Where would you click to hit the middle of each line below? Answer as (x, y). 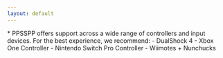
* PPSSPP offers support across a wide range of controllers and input (106, 33)
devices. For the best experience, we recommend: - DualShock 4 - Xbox (110, 40)
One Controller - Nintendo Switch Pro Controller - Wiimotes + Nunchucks (111, 48)
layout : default (30, 13)
